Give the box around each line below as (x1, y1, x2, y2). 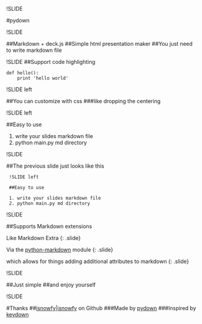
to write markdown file (6, 46, 62, 54)
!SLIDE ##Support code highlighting (6, 59, 95, 65)
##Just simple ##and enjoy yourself (6, 281, 96, 288)
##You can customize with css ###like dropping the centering (6, 98, 161, 104)
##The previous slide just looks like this (6, 162, 104, 170)
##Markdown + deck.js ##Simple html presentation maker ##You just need (6, 40, 193, 47)
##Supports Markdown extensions (6, 223, 92, 230)
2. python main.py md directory (8, 200, 90, 206)
